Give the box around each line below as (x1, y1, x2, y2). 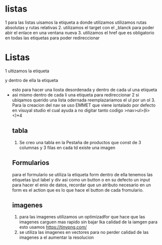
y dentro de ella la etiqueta (5, 77, 59, 83)
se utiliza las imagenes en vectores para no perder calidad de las (19, 229, 149, 235)
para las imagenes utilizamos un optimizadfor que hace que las (19, 214, 145, 220)
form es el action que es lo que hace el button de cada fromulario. (12, 187, 144, 193)
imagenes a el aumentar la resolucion (19, 234, 94, 241)
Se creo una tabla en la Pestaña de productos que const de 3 (19, 139, 141, 145)
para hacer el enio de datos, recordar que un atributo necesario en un (12, 182, 151, 188)
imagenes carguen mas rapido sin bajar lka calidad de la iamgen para (19, 219, 158, 225)
